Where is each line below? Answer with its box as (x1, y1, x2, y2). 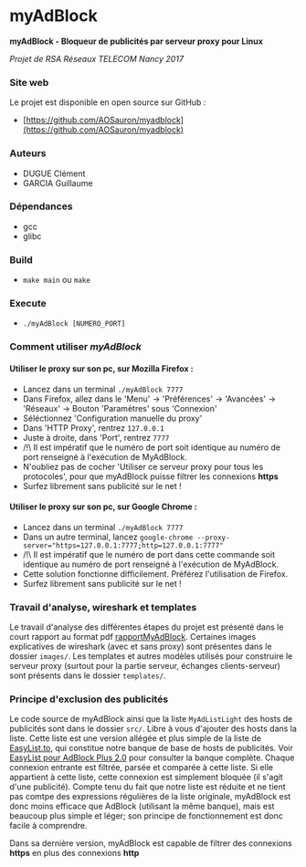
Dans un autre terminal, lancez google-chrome (22, 531, 194, 542)
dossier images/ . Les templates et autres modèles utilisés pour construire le (9, 651, 293, 662)
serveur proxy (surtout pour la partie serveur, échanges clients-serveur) (9, 661, 281, 672)
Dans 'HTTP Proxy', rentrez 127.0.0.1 (22, 422, 164, 433)
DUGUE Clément (22, 168, 86, 179)
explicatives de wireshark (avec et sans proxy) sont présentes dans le (9, 641, 272, 653)
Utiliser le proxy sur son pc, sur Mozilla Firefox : (9, 362, 194, 374)
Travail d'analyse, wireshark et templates (9, 601, 197, 613)
